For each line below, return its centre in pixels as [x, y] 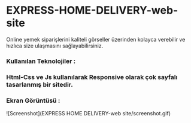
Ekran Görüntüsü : [33, 100]
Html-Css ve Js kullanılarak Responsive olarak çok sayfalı [92, 77]
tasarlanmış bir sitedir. [40, 84]
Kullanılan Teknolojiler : [41, 61]
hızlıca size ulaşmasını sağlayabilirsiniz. [55, 46]
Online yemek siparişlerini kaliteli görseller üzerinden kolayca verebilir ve [96, 39]
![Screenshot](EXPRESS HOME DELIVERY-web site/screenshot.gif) [88, 113]
